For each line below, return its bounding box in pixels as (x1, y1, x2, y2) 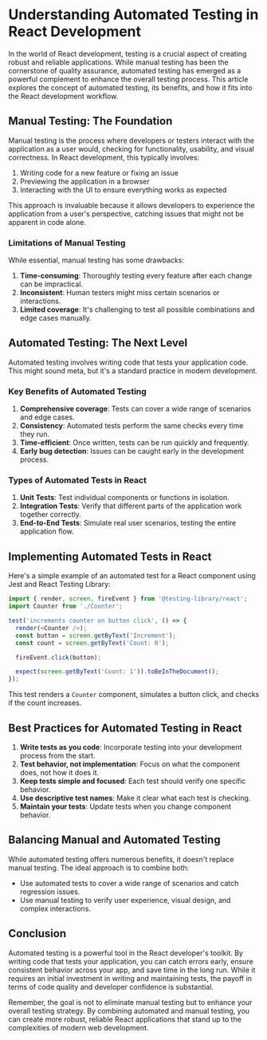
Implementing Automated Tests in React (8, 550, 212, 563)
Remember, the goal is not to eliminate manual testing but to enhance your (8, 997, 253, 1007)
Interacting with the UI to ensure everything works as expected (19, 185, 227, 195)
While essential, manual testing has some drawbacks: (8, 255, 185, 265)
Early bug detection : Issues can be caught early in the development (19, 447, 245, 456)
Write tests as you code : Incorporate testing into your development (19, 742, 242, 751)
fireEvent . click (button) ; (15, 653, 102, 661)
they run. (19, 429, 50, 439)
